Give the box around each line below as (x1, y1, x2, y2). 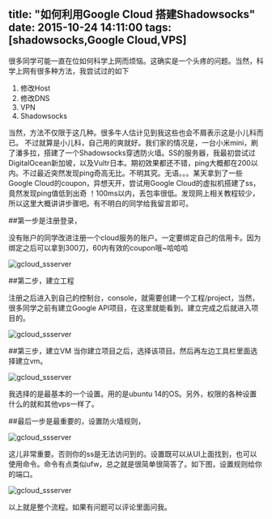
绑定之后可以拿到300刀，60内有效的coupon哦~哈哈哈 (8, 243, 189, 252)
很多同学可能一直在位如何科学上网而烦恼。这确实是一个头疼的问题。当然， (8, 56, 257, 65)
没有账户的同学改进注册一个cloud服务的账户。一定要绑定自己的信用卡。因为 (8, 233, 261, 243)
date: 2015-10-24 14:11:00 (8, 21, 143, 35)
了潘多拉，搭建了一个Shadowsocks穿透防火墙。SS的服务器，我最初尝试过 (8, 148, 257, 158)
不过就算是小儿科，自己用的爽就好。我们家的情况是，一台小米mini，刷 (23, 137, 259, 147)
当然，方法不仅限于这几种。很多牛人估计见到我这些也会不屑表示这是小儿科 (8, 128, 257, 137)
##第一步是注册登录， (8, 215, 82, 225)
